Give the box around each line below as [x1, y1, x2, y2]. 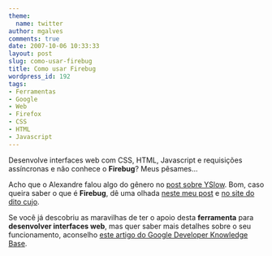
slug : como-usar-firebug [8, 58, 93, 66]
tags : [8, 80, 27, 88]
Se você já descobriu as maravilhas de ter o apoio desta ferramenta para [8, 212, 254, 222]
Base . [8, 238, 28, 248]
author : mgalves [8, 27, 63, 35]
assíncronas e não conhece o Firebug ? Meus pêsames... [8, 163, 198, 173]
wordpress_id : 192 [8, 72, 71, 80]
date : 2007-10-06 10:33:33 [8, 42, 100, 50]
